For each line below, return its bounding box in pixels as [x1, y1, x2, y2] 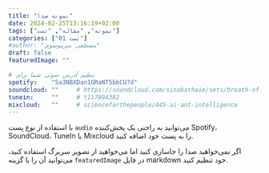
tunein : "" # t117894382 [8, 93, 120, 101]
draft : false [8, 49, 52, 57]
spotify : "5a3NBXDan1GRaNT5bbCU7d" [8, 78, 138, 86]
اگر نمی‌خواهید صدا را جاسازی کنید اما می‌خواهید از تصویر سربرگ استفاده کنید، [8, 147, 242, 156]
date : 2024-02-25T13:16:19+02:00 [8, 19, 120, 27]
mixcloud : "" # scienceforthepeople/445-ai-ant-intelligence [8, 101, 239, 109]
